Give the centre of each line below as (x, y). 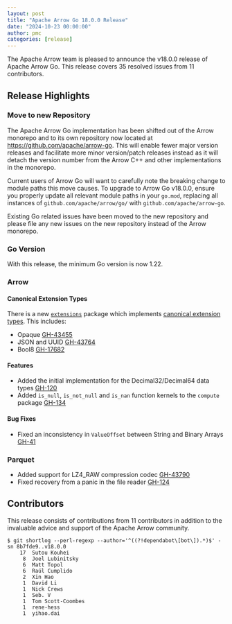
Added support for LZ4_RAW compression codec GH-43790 (104, 474)
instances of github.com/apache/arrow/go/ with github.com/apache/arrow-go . (116, 202)
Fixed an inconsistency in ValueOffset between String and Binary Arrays (120, 434)
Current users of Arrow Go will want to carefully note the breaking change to (116, 180)
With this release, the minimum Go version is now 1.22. (85, 264)
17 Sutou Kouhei (45, 553)
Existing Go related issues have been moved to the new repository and (108, 216)
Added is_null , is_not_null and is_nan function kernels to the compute (118, 395)
